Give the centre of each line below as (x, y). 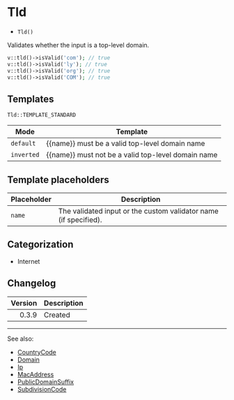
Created (57, 315)
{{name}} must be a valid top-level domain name (126, 144)
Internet (29, 261)
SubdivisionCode (42, 389)
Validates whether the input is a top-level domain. (78, 45)
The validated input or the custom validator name (139, 212)
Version (24, 303)
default (23, 143)
